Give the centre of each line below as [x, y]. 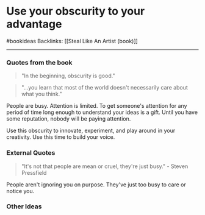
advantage [34, 24]
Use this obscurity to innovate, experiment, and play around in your [91, 131]
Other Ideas [24, 206]
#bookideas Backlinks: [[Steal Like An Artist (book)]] [72, 41]
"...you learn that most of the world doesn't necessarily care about [104, 88]
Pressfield [34, 172]
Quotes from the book [39, 62]
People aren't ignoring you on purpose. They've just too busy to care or [96, 185]
